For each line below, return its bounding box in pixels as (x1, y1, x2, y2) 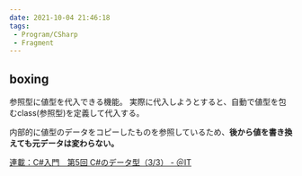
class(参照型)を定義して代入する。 (16, 108, 145, 119)
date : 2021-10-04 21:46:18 (9, 13, 111, 22)
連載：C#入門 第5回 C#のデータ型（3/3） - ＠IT (9, 157, 191, 168)
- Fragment (13, 38, 54, 48)
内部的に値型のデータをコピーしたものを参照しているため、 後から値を (9, 127, 270, 137)
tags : (9, 22, 30, 31)
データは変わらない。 (40, 138, 120, 149)
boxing (9, 71, 49, 86)
